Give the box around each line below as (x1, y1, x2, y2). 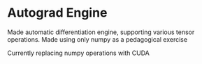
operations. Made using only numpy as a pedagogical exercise (7, 35, 187, 43)
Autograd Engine (7, 5, 108, 21)
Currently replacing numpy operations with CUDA (7, 49, 150, 57)
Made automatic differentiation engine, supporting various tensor (7, 28, 195, 36)
